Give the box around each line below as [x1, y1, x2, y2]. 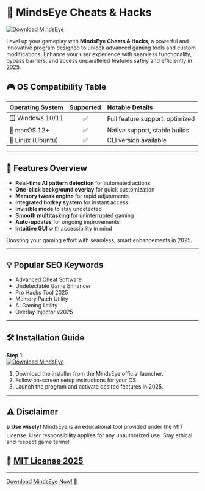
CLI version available [107, 135, 167, 144]
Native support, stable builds [107, 126, 190, 134]
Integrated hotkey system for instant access [15, 198, 129, 206]
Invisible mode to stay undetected [15, 205, 103, 212]
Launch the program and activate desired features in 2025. [15, 383, 164, 390]
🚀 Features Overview [6, 163, 87, 173]
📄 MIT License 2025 [6, 456, 84, 466]
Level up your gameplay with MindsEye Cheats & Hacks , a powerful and [6, 37, 189, 45]
